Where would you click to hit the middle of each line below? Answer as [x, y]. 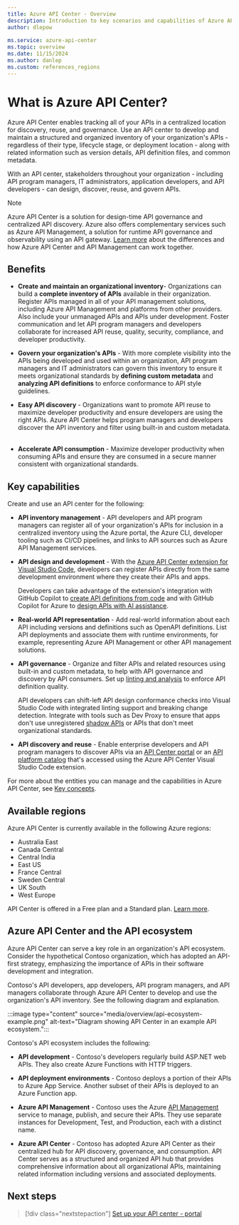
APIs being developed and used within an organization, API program [118, 361]
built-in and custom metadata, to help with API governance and [110, 672]
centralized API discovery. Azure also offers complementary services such [117, 224]
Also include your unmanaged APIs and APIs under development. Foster [123, 317]
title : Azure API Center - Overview [62, 14]
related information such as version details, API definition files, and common [119, 152]
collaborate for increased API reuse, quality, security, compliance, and [121, 332]
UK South [32, 887]
